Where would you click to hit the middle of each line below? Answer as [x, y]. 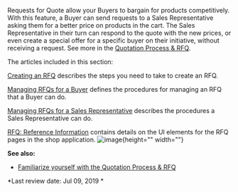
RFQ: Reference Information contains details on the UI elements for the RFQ [118, 132]
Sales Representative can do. [50, 118]
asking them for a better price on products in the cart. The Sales [101, 25]
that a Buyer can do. [37, 97]
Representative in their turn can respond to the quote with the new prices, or [119, 33]
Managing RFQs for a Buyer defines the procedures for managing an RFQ [115, 89]
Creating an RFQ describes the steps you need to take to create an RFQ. [113, 75]
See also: [21, 153]
